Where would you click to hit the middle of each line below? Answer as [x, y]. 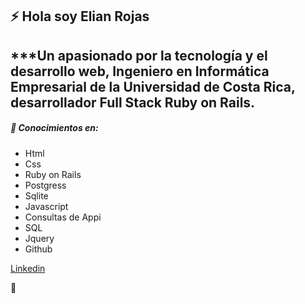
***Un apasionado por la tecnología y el [139, 55]
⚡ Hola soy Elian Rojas [80, 16]
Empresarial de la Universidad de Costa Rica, [153, 86]
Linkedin [28, 268]
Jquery [39, 238]
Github [38, 249]
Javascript [46, 206]
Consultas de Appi [63, 217]
